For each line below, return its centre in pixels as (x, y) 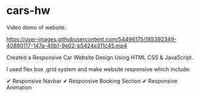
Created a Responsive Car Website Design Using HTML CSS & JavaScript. (100, 57)
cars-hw (28, 11)
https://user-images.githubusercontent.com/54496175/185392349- (92, 39)
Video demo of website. (36, 27)
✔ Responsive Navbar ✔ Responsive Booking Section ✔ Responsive (92, 81)
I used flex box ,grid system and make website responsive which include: (99, 69)
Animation (19, 87)
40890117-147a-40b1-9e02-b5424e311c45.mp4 (67, 46)
